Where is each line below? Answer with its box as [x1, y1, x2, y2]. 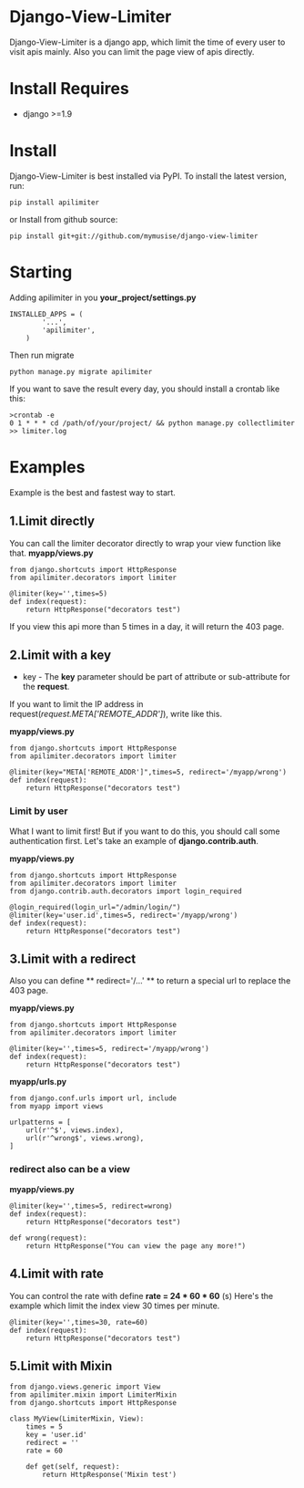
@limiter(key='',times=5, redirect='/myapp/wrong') [9, 1045, 209, 1054]
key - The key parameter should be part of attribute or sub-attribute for [22, 671, 291, 682]
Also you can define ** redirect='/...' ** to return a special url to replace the [9, 975, 291, 986]
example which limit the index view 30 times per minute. [9, 1300, 220, 1311]
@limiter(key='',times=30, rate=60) [9, 1317, 148, 1327]
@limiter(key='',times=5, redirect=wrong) [9, 1202, 173, 1211]
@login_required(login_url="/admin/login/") [9, 902, 181, 911]
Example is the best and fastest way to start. [9, 486, 176, 498]
